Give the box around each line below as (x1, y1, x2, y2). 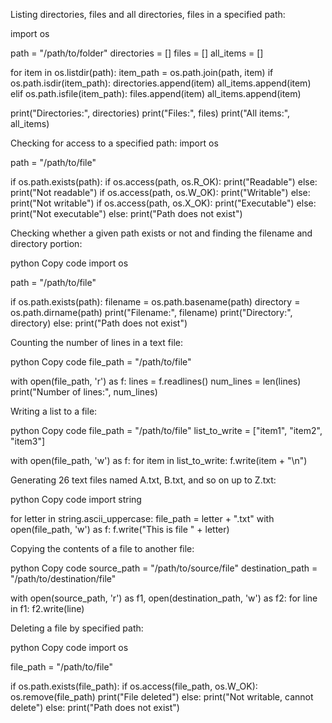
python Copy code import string (10, 494, 142, 505)
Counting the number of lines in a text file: (10, 337, 183, 348)
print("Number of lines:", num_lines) (10, 386, 158, 398)
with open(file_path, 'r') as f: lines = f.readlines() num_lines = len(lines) (10, 375, 302, 387)
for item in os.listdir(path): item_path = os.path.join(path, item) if (10, 67, 274, 78)
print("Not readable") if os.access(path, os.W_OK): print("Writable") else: (10, 187, 311, 198)
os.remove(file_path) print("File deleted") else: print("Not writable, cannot (10, 691, 314, 703)
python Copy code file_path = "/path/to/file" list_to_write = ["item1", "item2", (10, 425, 323, 436)
